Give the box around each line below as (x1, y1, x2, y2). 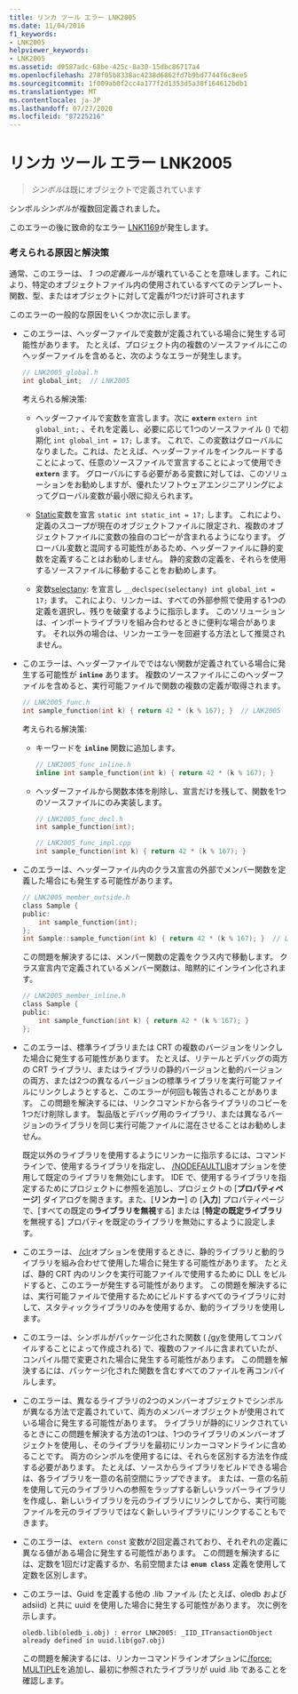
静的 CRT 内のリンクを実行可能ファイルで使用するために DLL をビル (37, 1268, 286, 1279)
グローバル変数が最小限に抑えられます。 (50, 491, 198, 501)
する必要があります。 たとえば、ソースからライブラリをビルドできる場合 (21, 1461, 288, 1472)
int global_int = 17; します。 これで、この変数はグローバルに (52, 435, 284, 445)
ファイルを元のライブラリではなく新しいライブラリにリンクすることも (21, 1506, 279, 1516)
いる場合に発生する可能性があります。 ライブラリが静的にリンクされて (21, 1417, 280, 1427)
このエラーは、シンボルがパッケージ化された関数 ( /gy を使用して (21, 1331, 259, 1342)
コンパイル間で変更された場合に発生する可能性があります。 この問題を (21, 1354, 281, 1364)
